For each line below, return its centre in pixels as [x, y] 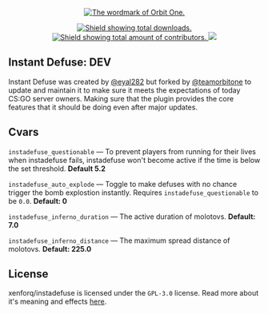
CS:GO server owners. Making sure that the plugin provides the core [121, 98]
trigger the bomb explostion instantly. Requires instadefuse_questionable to [133, 193]
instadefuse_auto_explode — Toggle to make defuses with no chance [123, 184]
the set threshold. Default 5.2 [57, 169]
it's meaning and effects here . [58, 302]
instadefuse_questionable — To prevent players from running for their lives [132, 151]
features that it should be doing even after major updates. [103, 107]
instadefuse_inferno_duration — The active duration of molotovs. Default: [132, 217]
